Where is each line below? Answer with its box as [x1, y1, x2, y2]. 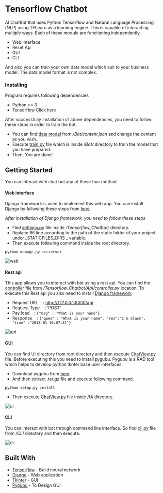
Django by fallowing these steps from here [5, 206, 90, 212]
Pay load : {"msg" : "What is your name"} [12, 310, 100, 316]
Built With [5, 454, 35, 462]
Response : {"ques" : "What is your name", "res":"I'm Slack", [12, 315, 146, 321]
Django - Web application [12, 472, 63, 477]
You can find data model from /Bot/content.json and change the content [12, 131, 156, 137]
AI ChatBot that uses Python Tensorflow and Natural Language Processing [5, 19, 154, 25]
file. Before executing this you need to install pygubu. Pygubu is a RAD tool [5, 356, 154, 362]
